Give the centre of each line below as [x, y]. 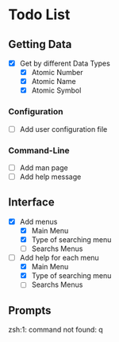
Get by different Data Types [65, 63]
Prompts [30, 310]
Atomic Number [57, 73]
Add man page [44, 167]
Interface [31, 203]
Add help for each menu [59, 258]
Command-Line [39, 150]
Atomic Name [54, 82]
